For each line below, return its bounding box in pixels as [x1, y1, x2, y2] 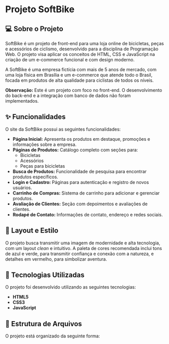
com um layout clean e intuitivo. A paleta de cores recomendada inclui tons [5, 245, 162, 251]
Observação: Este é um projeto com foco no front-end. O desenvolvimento [5, 87, 162, 93]
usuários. [12, 184, 32, 191]
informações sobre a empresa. [12, 141, 77, 147]
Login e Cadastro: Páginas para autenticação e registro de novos [12, 179, 149, 185]
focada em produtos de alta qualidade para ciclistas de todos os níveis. [5, 77, 154, 83]
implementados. [5, 98, 39, 104]
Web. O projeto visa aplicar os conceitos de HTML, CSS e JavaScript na [5, 51, 155, 57]
